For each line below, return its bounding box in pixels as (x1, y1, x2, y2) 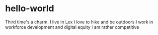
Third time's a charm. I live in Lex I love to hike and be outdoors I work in (5, 19, 154, 25)
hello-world (5, 3, 55, 14)
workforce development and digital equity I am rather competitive (5, 24, 139, 30)
